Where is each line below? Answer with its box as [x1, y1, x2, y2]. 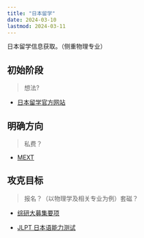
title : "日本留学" [7, 10, 56, 17]
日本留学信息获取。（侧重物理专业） [7, 42, 106, 51]
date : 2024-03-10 [7, 16, 57, 23]
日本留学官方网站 [16, 98, 66, 107]
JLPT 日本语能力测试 [16, 223, 76, 231]
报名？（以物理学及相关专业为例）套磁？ [23, 194, 139, 202]
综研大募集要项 [16, 209, 60, 217]
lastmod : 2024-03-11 [7, 23, 67, 29]
